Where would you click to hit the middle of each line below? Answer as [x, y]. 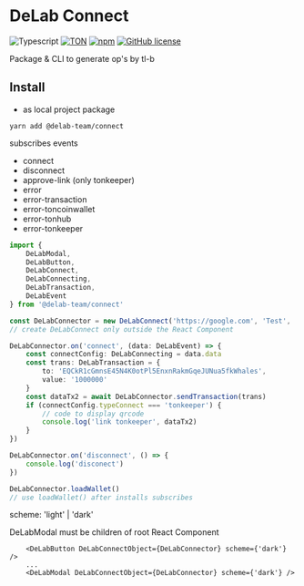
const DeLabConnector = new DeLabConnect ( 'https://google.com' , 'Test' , [150, 321]
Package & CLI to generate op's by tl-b [82, 58]
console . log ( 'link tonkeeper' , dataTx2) [120, 422]
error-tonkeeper [53, 228]
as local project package [69, 109]
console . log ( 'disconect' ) [75, 464]
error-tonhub [47, 219]
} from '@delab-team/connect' [67, 304]
